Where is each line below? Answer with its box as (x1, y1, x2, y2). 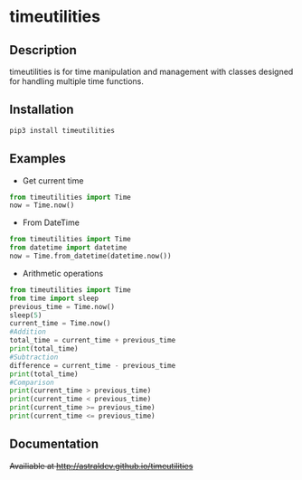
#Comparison (9, 378, 54, 387)
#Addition (9, 327, 47, 336)
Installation (9, 102, 74, 118)
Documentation (9, 437, 99, 452)
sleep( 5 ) (9, 310, 42, 320)
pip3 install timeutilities (9, 126, 116, 135)
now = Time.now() (9, 201, 75, 210)
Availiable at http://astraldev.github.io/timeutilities (9, 460, 193, 471)
